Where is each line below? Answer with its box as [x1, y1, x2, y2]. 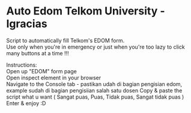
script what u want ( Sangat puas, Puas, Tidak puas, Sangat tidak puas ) [6, 93, 184, 100]
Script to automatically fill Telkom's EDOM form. [6, 37, 125, 44]
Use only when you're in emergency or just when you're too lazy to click [6, 43, 185, 50]
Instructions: [6, 61, 37, 69]
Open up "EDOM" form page [6, 67, 77, 75]
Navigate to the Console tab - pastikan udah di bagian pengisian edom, [6, 80, 183, 88]
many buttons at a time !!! [6, 49, 69, 56]
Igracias [6, 17, 47, 31]
